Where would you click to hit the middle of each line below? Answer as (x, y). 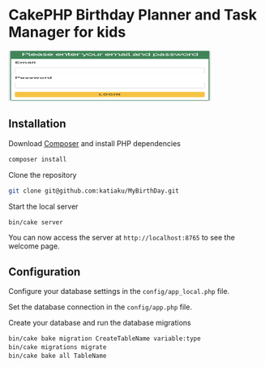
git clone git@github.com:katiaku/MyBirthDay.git (94, 191)
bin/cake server (36, 222)
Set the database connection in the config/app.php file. (100, 307)
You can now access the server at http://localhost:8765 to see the (122, 238)
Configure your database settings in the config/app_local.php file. (119, 291)
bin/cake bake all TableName (58, 356)
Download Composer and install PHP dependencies (94, 143)
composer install (38, 159)
